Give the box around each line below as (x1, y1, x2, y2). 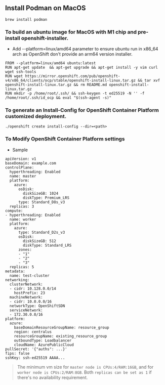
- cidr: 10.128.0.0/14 (9, 286, 56, 291)
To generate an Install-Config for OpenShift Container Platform (5, 107, 159, 114)
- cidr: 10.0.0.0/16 (9, 299, 52, 304)
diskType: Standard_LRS (23, 243, 72, 248)
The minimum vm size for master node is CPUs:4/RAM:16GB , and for (17, 364, 154, 370)
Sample (12, 147, 28, 153)
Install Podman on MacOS (5, 4, 86, 12)
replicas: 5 (9, 264, 35, 269)
